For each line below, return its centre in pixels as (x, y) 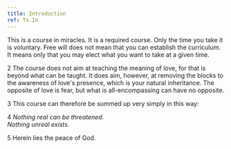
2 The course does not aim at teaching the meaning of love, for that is (107, 68)
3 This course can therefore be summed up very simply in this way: (103, 103)
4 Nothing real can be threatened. (56, 117)
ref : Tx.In (23, 20)
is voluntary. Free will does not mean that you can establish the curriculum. (114, 47)
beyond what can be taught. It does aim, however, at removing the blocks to (115, 75)
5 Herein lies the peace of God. (52, 138)
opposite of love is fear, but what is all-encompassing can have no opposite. (116, 90)
